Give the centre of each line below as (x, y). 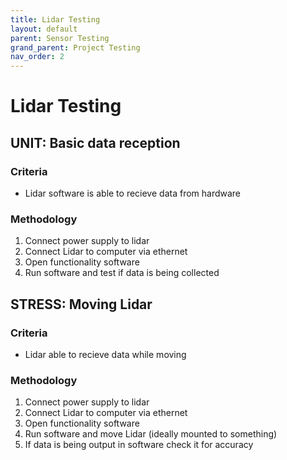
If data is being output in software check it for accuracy (139, 445)
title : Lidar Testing (55, 19)
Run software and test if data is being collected (122, 273)
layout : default (44, 29)
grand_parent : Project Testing (75, 47)
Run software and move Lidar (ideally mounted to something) (151, 434)
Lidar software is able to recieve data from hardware (133, 193)
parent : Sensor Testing (60, 38)
